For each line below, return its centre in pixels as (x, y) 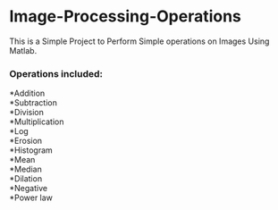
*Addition (27, 93)
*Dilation (26, 179)
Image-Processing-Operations (125, 17)
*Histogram (31, 150)
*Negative (28, 189)
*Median (25, 169)
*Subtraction (34, 103)
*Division (27, 113)
